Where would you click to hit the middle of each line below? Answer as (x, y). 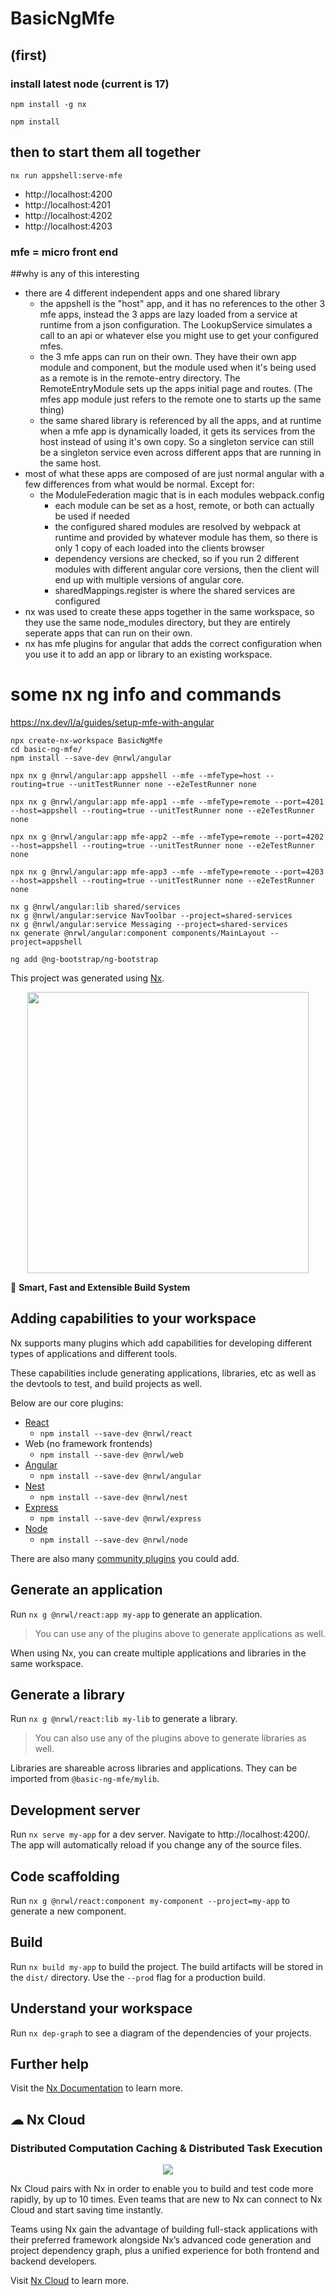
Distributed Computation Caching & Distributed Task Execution (166, 2148)
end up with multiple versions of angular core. (149, 579)
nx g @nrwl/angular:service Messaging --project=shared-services (149, 924)
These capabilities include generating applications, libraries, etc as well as (163, 1373)
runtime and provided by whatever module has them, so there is (186, 537)
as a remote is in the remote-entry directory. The (140, 378)
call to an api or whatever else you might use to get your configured (179, 335)
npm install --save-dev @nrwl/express (120, 1518)
